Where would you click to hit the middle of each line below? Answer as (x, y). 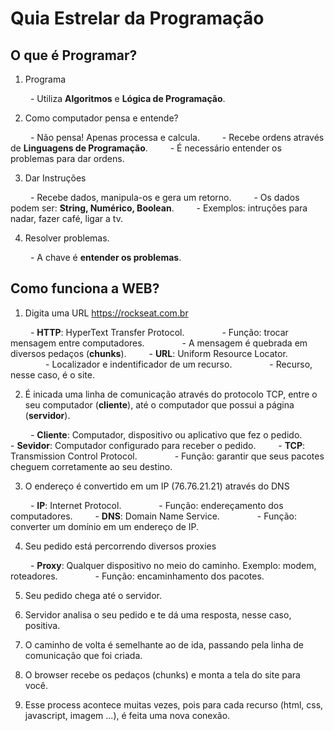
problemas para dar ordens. (67, 158)
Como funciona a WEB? (85, 288)
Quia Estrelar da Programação (137, 18)
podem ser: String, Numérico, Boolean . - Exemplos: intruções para (159, 208)
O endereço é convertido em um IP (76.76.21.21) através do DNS (157, 486)
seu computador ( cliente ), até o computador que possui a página (159, 404)
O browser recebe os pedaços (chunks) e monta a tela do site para (162, 674)
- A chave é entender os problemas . (105, 257)
